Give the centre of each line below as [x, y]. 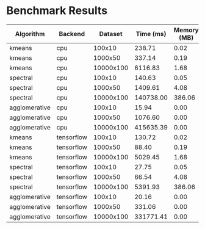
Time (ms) [151, 34]
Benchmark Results [57, 11]
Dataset [111, 34]
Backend [72, 34]
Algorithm [30, 34]
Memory [186, 30]
